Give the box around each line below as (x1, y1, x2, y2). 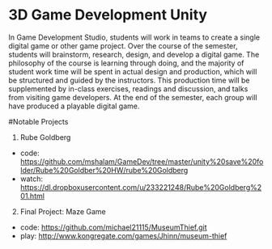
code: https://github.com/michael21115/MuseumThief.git (19, 222, 208, 232)
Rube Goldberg (19, 132, 71, 142)
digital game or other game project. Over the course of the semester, (8, 40, 238, 50)
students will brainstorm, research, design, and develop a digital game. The (8, 49, 260, 59)
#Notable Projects (8, 116, 69, 126)
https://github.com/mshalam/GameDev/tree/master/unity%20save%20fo (19, 156, 264, 167)
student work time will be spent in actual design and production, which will (8, 66, 257, 76)
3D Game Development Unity (8, 6, 208, 24)
